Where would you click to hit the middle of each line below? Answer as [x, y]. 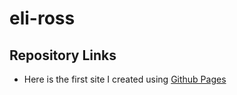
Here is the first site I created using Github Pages [125, 79]
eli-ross [42, 18]
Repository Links [63, 55]
